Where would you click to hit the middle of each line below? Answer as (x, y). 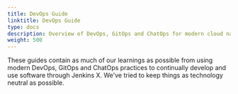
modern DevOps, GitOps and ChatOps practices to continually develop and (117, 68)
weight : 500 (25, 40)
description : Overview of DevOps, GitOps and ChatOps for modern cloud (115, 34)
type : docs (23, 27)
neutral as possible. (36, 83)
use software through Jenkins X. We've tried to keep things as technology (115, 76)
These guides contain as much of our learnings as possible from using (110, 60)
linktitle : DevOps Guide (44, 20)
